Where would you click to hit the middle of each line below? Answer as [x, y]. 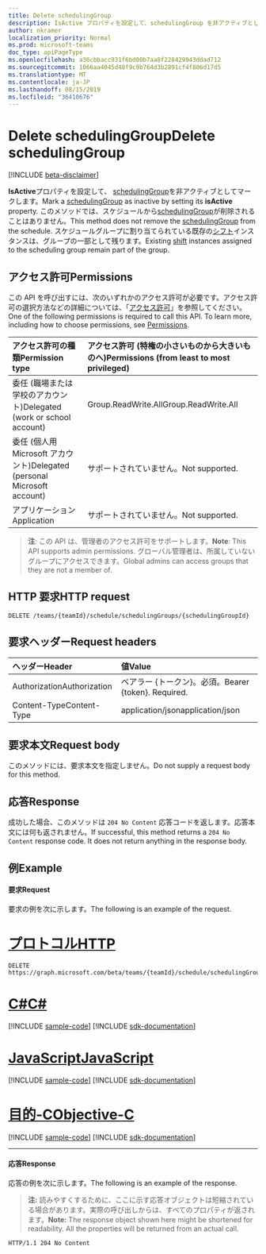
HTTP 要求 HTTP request [69, 597]
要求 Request [29, 889]
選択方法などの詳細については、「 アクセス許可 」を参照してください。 [134, 307]
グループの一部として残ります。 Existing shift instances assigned [147, 241]
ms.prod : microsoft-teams [51, 45]
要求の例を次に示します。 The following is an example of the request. [120, 909]
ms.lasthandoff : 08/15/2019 [55, 89]
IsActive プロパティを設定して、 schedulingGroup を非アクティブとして [123, 191]
